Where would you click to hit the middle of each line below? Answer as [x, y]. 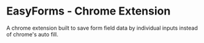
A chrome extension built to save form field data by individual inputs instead [102, 28]
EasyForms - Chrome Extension [89, 11]
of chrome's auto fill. [32, 34]
